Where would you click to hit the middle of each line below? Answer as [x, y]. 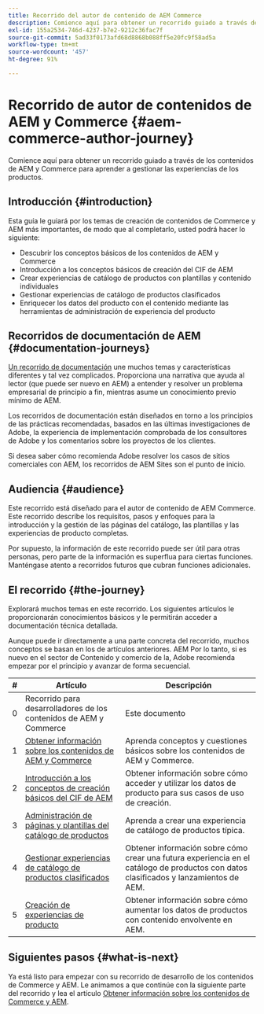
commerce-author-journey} [101, 139]
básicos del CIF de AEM [69, 798]
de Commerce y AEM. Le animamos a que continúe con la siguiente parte [127, 985]
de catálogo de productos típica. [185, 831]
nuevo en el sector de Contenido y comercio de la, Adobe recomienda [122, 658]
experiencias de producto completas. [69, 533]
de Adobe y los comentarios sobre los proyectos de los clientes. [112, 441]
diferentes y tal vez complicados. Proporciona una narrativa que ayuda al [126, 375]
